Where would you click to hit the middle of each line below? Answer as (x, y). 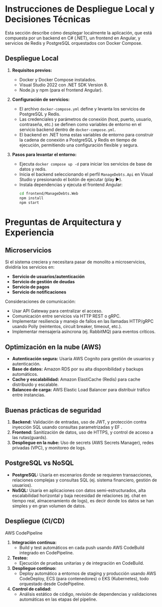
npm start (29, 202)
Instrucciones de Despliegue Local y (80, 9)
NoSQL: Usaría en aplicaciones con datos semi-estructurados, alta (79, 490)
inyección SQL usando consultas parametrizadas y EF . (67, 427)
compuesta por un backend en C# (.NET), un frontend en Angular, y (73, 38)
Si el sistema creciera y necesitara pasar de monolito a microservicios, (76, 262)
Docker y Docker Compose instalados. (58, 79)
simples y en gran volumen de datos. (49, 506)
